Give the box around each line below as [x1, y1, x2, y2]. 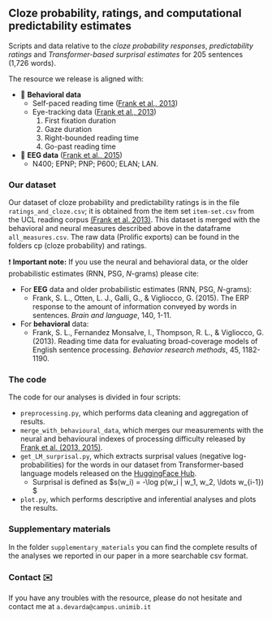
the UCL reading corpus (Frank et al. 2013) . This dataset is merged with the [8, 215, 261, 224]
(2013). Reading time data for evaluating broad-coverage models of [32, 337, 258, 347]
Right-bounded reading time [44, 133, 140, 142]
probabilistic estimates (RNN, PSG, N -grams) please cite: [8, 268, 199, 279]
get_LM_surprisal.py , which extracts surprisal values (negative [19, 451, 231, 461]
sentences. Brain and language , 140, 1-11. [32, 311, 172, 320]
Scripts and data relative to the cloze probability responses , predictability [8, 41, 254, 50]
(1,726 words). [8, 58, 57, 68]
